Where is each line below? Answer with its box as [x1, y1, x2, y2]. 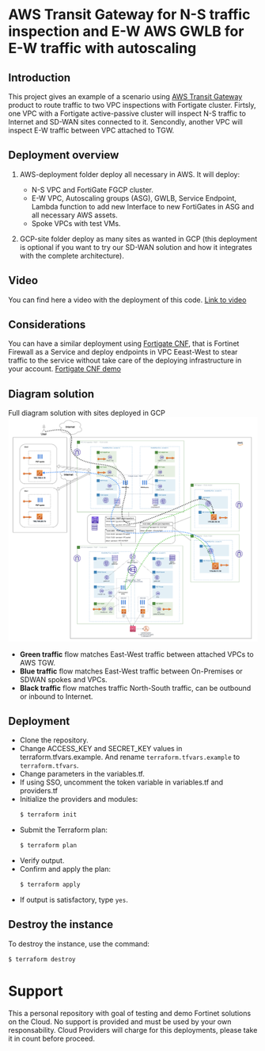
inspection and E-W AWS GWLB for [8, 22, 244, 40]
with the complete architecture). [19, 251, 124, 260]
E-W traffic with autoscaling [8, 40, 197, 57]
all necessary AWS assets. [31, 210, 118, 220]
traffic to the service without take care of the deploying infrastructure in [8, 355, 242, 366]
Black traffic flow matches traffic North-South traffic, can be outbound [19, 683, 252, 692]
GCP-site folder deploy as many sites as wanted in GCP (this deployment [19, 234, 258, 244]
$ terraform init [19, 811, 78, 819]
